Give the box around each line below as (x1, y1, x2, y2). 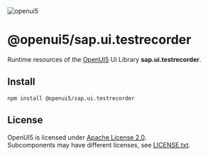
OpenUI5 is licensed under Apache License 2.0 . (7, 132, 147, 142)
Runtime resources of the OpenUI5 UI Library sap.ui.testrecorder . (7, 55, 202, 63)
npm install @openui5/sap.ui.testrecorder (7, 95, 135, 102)
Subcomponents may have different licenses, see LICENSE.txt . (7, 140, 191, 149)
